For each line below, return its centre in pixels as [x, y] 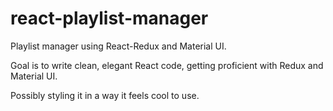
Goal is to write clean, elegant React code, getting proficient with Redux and [167, 65]
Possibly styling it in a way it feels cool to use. [105, 95]
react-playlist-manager [109, 18]
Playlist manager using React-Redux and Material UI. [118, 46]
